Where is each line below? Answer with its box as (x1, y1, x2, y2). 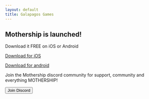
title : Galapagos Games (5, 12, 54, 17)
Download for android (5, 62, 49, 68)
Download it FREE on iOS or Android (5, 43, 79, 49)
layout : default (5, 7, 38, 12)
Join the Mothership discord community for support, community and (5, 72, 145, 78)
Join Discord (7, 88, 31, 93)
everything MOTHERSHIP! (5, 77, 58, 83)
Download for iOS (5, 53, 41, 59)
